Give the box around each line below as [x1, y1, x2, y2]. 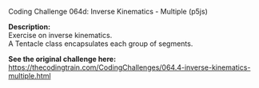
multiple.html [8, 71, 51, 80]
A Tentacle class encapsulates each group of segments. [8, 39, 193, 48]
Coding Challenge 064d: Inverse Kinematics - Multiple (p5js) [8, 7, 208, 16]
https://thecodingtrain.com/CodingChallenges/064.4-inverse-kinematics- [8, 63, 251, 72]
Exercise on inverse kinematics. [8, 31, 113, 40]
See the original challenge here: [8, 55, 117, 63]
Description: [8, 22, 50, 31]
